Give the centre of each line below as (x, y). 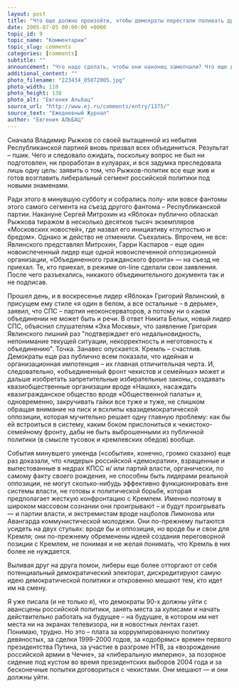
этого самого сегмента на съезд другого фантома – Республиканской (114, 206)
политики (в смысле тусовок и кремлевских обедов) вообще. (101, 439)
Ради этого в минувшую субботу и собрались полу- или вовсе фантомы (117, 199)
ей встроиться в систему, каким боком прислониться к (92, 424)
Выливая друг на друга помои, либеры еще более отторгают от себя (112, 565)
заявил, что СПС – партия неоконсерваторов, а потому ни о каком (109, 311)
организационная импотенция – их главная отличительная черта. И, (111, 364)
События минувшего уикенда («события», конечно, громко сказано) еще (119, 453)
